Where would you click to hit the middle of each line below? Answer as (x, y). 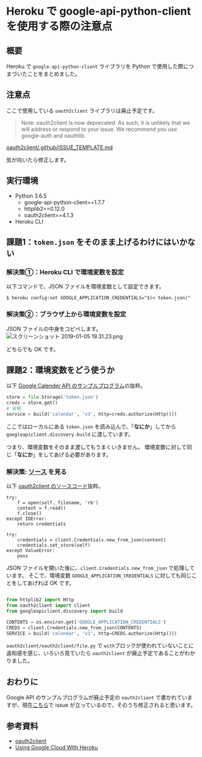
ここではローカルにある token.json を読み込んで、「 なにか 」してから (91, 426)
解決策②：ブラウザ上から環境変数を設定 (67, 315)
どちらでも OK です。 (33, 349)
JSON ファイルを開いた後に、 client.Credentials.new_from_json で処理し (98, 568)
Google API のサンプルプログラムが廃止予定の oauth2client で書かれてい (97, 698)
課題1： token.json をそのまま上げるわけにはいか (97, 242)
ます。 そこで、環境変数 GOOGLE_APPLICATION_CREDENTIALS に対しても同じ (101, 576)
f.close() (30, 514)
